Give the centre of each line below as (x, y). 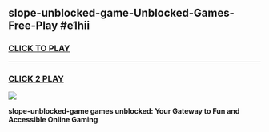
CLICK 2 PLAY (36, 78)
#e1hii (75, 26)
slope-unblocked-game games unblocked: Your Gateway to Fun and (124, 110)
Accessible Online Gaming (53, 119)
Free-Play (33, 26)
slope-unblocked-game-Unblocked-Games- (121, 13)
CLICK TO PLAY (39, 49)
